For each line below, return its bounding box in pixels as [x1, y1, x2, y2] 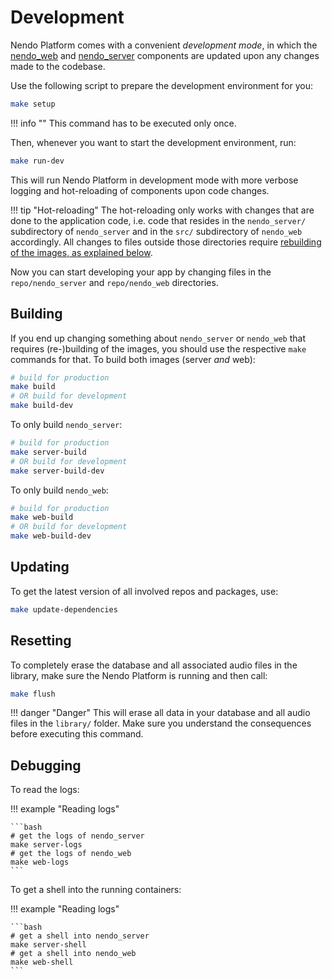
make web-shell [10, 957, 74, 968]
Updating [10, 559, 70, 576]
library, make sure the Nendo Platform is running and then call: [10, 669, 268, 681]
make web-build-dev [10, 531, 92, 541]
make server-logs [10, 840, 83, 850]
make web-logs [10, 857, 70, 868]
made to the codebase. [10, 60, 106, 72]
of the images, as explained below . [10, 246, 153, 258]
